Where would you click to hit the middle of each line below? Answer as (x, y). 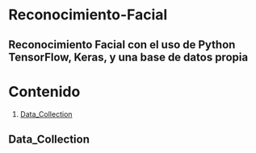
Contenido (44, 91)
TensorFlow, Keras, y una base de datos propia (128, 57)
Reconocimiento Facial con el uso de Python (122, 45)
